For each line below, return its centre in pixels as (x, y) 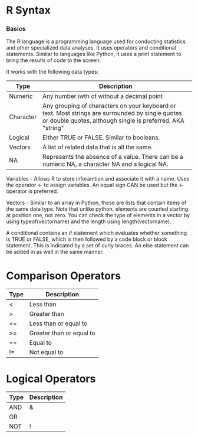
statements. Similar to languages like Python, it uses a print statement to (94, 54)
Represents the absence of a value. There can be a (113, 157)
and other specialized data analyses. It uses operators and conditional (91, 48)
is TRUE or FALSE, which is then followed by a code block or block (87, 239)
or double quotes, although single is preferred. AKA (113, 120)
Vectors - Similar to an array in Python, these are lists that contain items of (96, 203)
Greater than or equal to (62, 333)
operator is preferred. (32, 191)
